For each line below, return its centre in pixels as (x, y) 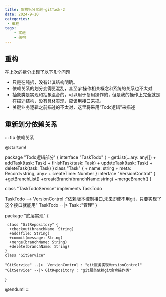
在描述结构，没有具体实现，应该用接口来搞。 (58, 101)
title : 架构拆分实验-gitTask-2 (35, 10)
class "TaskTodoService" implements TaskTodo (54, 188)
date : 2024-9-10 (22, 14)
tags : (11, 28)
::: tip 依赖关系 (20, 137)
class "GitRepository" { (33, 225)
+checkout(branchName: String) (42, 229)
